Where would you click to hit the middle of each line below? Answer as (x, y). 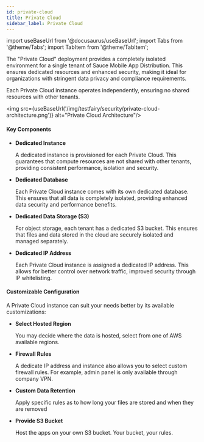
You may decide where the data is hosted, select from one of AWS (98, 335)
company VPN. (34, 378)
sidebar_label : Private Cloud (45, 23)
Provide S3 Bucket (39, 421)
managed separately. (41, 241)
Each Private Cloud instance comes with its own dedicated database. (102, 191)
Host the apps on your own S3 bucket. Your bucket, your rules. (94, 432)
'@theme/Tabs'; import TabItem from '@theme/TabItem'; (77, 47)
